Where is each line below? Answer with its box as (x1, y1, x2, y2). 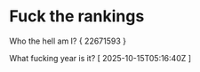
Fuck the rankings (9, 6, 145, 27)
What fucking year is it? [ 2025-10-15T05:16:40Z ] (9, 52, 192, 63)
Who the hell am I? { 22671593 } (9, 36, 127, 46)
